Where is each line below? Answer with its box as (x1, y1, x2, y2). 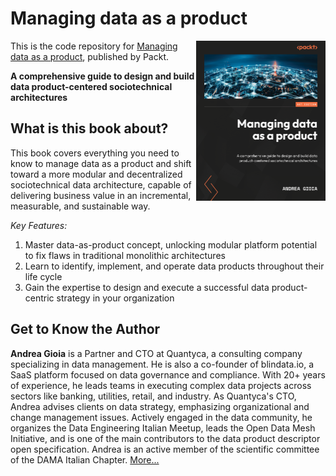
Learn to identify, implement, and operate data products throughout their (24, 260, 325, 272)
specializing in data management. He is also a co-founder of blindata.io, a (10, 358, 315, 370)
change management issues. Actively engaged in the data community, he (10, 411, 313, 423)
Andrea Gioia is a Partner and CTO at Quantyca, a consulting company (10, 347, 303, 359)
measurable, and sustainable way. (10, 200, 151, 212)
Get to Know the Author (10, 321, 161, 338)
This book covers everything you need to (10, 147, 180, 159)
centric (24, 292, 55, 304)
